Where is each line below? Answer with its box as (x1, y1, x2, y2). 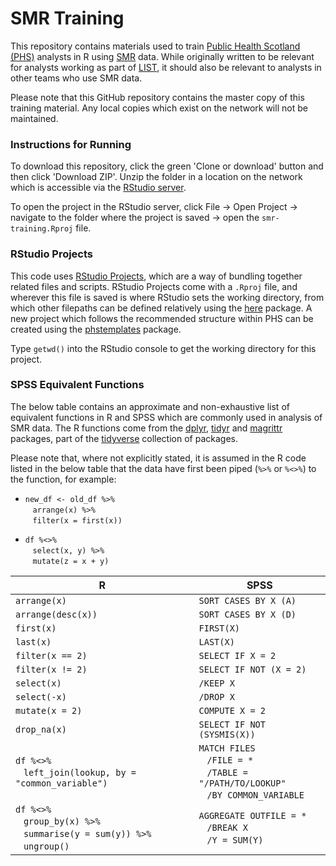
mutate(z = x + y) (32, 556, 110, 566)
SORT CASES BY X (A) (198, 595, 297, 606)
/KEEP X (198, 677, 235, 689)
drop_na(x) (15, 723, 67, 735)
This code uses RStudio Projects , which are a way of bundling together (10, 270, 303, 282)
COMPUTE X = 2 (198, 705, 266, 716)
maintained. (10, 112, 59, 124)
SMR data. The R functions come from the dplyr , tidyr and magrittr (10, 422, 283, 434)
